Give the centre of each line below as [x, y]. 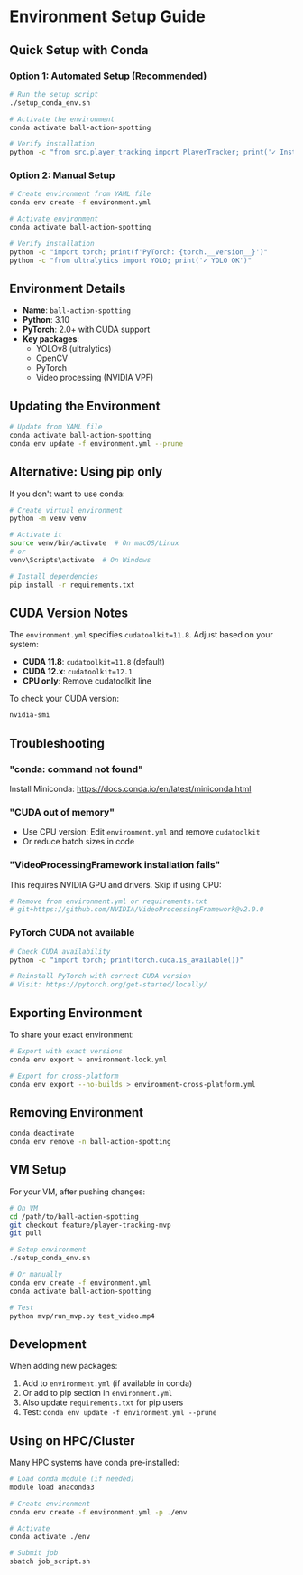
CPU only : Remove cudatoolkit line [87, 681]
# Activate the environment [62, 119]
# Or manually [36, 1275]
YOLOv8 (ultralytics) [73, 349]
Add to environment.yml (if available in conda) [107, 1383]
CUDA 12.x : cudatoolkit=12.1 [77, 672]
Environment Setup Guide [107, 17]
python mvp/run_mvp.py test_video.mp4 [82, 1316]
